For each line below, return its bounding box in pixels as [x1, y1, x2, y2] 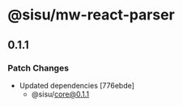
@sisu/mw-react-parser [7, 6, 175, 24]
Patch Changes [7, 62, 70, 74]
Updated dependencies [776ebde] [19, 80, 135, 90]
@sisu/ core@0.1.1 [31, 89, 90, 99]
